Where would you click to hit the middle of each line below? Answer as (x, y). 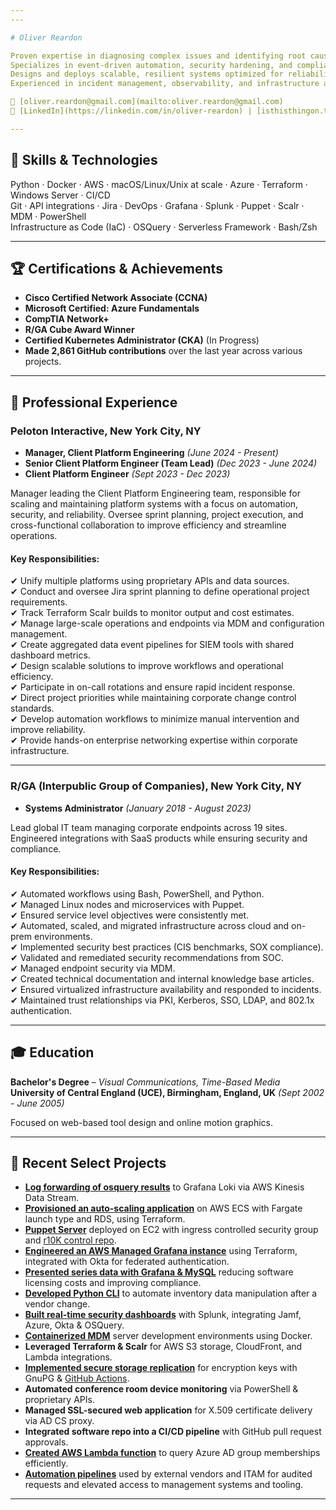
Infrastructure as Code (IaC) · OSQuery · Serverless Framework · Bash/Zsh (164, 227)
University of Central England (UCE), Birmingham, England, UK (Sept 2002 (167, 1092)
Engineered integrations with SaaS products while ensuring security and (159, 838)
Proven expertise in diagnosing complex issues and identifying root (158, 56)
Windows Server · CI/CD (60, 195)
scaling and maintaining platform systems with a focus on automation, (154, 504)
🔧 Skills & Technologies (84, 160)
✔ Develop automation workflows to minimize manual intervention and (155, 719)
